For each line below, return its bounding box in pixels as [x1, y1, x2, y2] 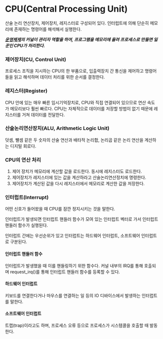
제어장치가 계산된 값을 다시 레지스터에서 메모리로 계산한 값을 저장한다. [12, 181, 145, 187]
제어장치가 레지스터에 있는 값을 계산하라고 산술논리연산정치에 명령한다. [12, 174, 146, 181]
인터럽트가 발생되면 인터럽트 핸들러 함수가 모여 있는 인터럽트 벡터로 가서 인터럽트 [5, 216, 159, 222]
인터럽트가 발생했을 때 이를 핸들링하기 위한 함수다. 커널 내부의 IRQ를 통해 [5, 263, 144, 268]
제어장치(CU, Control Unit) [5, 56, 67, 63]
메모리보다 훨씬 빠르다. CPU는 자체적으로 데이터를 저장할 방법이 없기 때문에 [10, 106, 153, 112]
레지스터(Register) [5, 88, 48, 94]
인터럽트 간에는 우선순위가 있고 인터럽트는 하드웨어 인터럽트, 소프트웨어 [5, 233, 140, 239]
